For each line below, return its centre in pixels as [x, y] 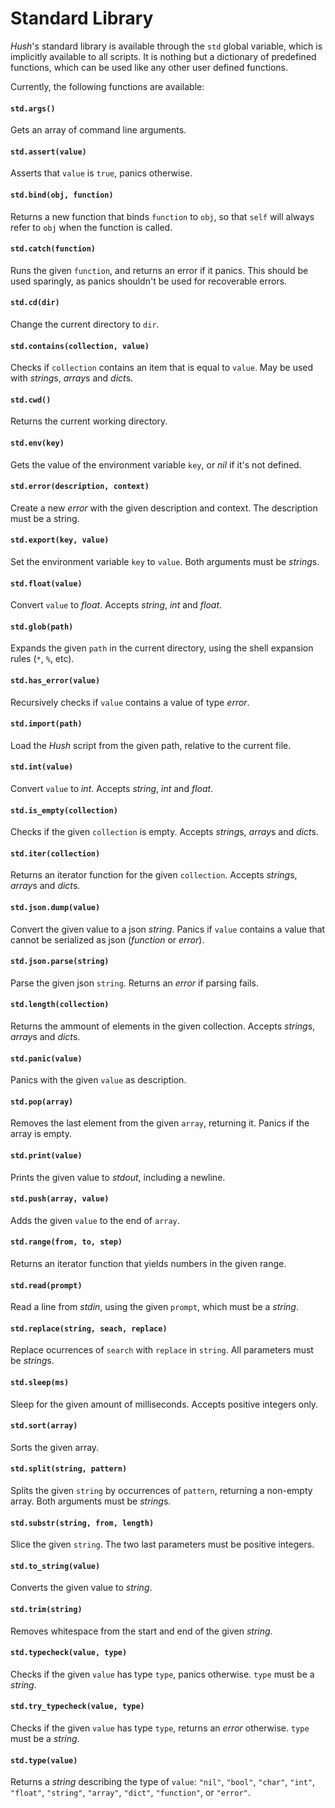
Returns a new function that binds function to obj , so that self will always [162, 216]
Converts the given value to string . [81, 1588]
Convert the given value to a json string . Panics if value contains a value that [168, 929]
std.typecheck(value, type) [69, 1653]
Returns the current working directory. [89, 421]
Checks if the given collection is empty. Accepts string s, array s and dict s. [164, 832]
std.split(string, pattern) [69, 1469]
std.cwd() [31, 400]
